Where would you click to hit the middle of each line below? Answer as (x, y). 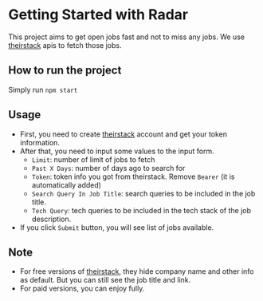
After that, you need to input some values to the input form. (117, 151)
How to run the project (65, 71)
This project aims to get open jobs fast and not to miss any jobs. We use (127, 37)
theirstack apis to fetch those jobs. (65, 45)
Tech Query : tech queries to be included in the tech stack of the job (141, 210)
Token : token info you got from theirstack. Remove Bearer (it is (133, 176)
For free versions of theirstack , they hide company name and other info (137, 271)
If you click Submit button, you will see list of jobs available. (117, 227)
